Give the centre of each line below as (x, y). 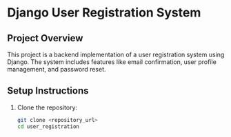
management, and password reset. (57, 69)
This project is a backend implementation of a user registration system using (116, 54)
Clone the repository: (47, 107)
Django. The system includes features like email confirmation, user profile (112, 62)
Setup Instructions (48, 91)
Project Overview (45, 38)
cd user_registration (48, 126)
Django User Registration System (104, 13)
